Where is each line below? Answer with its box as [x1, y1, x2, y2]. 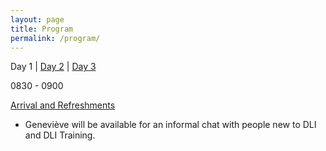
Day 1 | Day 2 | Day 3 [10, 61, 97, 73]
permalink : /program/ [10, 33, 101, 43]
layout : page [10, 14, 65, 25]
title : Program [10, 24, 74, 34]
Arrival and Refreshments [10, 99, 116, 111]
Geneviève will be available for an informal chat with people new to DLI [24, 119, 317, 131]
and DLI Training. [24, 129, 96, 141]
